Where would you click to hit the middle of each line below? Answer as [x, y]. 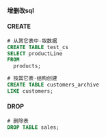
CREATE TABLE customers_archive [53, 85]
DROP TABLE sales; [33, 127]
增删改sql [21, 10]
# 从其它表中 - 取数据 [32, 41]
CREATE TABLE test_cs [38, 47]
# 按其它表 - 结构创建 [32, 78]
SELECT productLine [35, 54]
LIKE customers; [30, 91]
